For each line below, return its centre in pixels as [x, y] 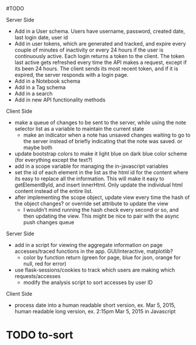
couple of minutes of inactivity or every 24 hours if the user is [89, 50]
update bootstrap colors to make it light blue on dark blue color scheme [101, 154]
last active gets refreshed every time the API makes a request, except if [101, 62]
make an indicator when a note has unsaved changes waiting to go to [107, 135]
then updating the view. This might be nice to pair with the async [101, 216]
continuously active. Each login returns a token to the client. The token [99, 56]
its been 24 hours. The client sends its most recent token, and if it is [96, 69]
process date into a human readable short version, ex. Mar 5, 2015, [95, 305]
